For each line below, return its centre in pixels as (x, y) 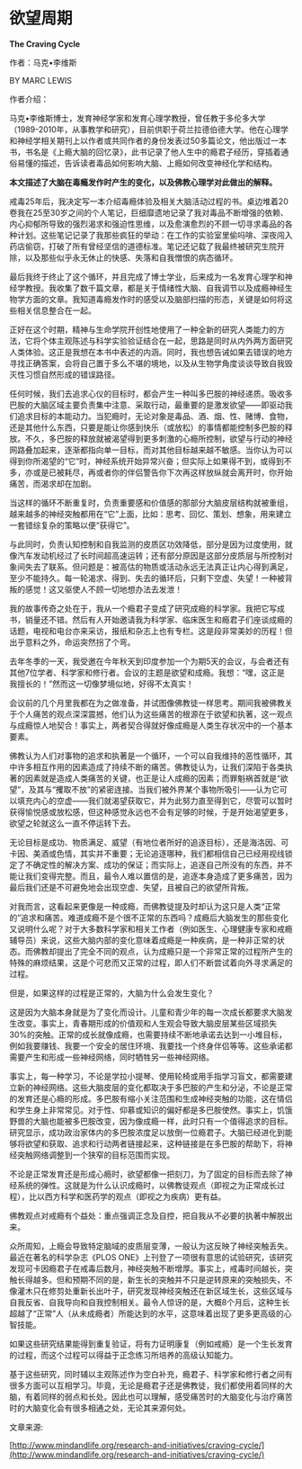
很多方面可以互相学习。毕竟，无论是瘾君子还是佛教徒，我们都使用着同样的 (147, 1385)
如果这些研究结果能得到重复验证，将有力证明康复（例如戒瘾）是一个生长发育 (151, 1344)
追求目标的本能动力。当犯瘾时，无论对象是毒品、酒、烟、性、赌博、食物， (155, 416)
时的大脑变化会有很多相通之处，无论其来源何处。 (100, 1408)
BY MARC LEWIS (40, 80)
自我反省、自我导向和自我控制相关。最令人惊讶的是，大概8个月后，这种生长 (150, 1302)
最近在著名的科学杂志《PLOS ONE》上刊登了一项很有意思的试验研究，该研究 (151, 1257)
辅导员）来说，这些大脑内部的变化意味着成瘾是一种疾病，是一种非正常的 (143, 940)
